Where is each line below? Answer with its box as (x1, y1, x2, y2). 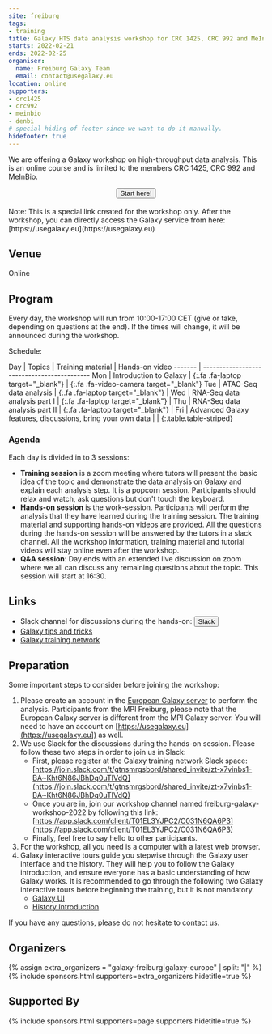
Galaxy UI (32, 893, 65, 903)
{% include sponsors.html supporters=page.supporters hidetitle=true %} (8, 1016, 252, 1026)
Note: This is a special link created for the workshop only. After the (8, 206, 231, 216)
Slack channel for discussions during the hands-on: (19, 617, 193, 626)
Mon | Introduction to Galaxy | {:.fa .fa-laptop (91, 371, 241, 380)
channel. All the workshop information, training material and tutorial (19, 536, 245, 546)
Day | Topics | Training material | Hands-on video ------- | (8, 362, 202, 372)
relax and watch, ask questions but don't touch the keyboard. (19, 494, 225, 503)
